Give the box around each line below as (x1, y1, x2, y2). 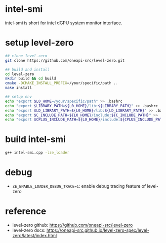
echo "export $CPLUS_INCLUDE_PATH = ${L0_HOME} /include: (5, 117, 121, 122)
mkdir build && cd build (5, 76, 56, 81)
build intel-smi (5, 134, 66, 145)
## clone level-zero (5, 53, 48, 58)
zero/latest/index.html (12, 232, 57, 238)
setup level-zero (5, 37, 74, 48)
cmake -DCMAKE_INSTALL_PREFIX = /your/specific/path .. (5, 81, 119, 86)
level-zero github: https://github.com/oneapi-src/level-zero (12, 222, 133, 228)
